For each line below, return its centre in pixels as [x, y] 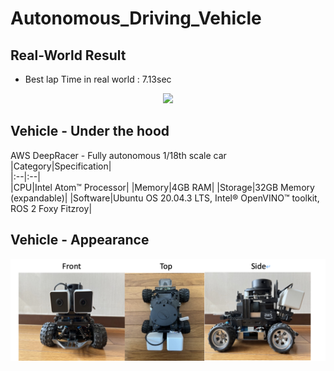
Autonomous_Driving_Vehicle [136, 18]
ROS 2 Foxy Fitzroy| [51, 208]
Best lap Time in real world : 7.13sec [98, 79]
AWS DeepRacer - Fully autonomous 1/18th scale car [118, 155]
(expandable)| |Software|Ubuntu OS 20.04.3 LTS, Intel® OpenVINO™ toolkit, [165, 198]
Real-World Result [68, 55]
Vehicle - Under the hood [90, 131]
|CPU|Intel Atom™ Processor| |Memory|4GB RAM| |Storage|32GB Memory [162, 187]
